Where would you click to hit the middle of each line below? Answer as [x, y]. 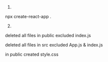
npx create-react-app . [28, 16]
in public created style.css [32, 54]
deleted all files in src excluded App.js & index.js [54, 45]
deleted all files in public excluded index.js [48, 35]
